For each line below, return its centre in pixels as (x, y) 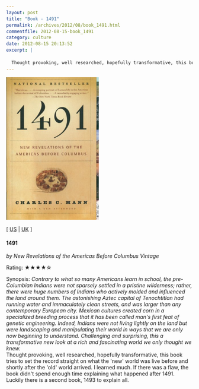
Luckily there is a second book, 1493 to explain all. (68, 380)
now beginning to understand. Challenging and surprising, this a (85, 336)
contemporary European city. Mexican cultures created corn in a (85, 311)
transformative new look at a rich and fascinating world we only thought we (99, 342)
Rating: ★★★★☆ (29, 268)
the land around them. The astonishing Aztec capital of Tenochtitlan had (95, 298)
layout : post (22, 12)
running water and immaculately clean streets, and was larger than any (94, 304)
